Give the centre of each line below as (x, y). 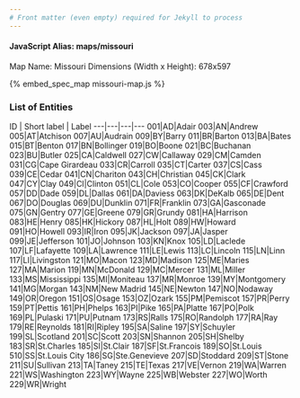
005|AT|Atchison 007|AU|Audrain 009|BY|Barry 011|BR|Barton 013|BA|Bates (150, 137)
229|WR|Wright (38, 385)
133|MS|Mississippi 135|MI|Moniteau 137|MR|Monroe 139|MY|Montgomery (147, 279)
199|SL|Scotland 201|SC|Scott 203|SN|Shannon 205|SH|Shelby (127, 337)
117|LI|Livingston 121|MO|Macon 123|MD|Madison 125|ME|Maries (129, 261)
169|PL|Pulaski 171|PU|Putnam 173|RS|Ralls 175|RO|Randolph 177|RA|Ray (144, 318)
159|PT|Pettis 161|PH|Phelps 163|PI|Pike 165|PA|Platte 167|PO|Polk (132, 308)
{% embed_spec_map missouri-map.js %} (87, 84)
